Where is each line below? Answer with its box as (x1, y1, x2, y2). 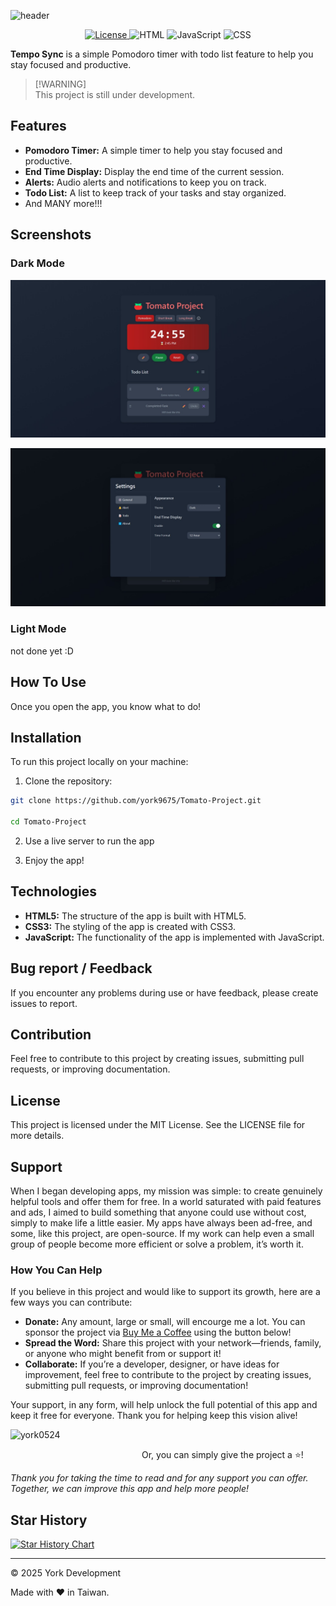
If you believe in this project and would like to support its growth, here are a (10, 1286, 321, 1298)
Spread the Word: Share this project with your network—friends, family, (24, 1337, 322, 1349)
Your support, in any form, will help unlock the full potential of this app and (10, 1399, 318, 1411)
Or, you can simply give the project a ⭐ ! (141, 1449, 304, 1461)
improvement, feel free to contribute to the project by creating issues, (24, 1369, 312, 1381)
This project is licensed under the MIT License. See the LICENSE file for (10, 1119, 306, 1131)
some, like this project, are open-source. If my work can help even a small (10, 1228, 315, 1240)
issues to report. (10, 997, 78, 1009)
